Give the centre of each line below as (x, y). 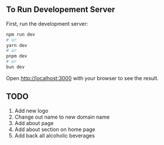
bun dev (16, 67)
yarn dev (17, 45)
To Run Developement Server (61, 10)
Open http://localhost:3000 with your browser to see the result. (83, 78)
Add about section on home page (55, 129)
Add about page (34, 123)
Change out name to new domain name (62, 117)
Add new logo (31, 111)
